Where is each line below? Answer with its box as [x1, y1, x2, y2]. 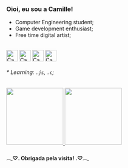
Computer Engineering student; [15, 19, 94, 26]
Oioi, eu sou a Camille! [6, 5, 73, 13]
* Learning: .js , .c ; [6, 69, 55, 76]
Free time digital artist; [15, 32, 72, 39]
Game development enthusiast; [15, 25, 93, 32]
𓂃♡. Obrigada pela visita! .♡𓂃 [6, 155, 89, 162]
